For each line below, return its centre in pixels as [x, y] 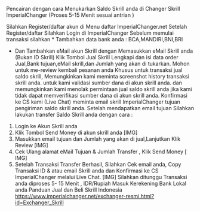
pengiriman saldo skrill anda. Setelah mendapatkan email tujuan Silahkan [104, 108]
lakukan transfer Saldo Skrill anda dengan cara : [74, 114]
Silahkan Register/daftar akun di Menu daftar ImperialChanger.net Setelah [97, 27]
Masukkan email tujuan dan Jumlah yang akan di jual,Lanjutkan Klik [98, 139]
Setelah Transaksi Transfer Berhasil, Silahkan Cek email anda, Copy [98, 164]
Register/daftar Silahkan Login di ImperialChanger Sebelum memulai [90, 33]
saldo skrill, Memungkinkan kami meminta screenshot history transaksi [102, 76]
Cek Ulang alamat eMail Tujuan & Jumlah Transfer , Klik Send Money [99, 152]
